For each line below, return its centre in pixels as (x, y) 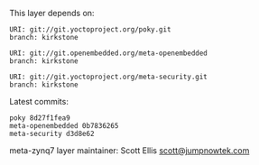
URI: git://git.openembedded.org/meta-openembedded (108, 53)
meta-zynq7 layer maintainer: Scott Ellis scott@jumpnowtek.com (129, 151)
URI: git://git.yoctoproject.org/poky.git (90, 30)
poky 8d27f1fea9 (40, 118)
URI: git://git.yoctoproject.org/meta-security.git (108, 77)
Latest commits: (39, 101)
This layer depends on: (52, 13)
